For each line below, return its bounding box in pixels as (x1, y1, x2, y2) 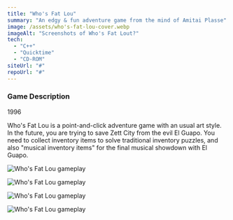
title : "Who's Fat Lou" (7, 10, 77, 17)
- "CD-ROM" (13, 56, 45, 63)
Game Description (7, 91, 70, 101)
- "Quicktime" (13, 50, 55, 57)
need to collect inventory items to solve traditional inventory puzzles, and (7, 135, 218, 144)
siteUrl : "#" (7, 62, 45, 69)
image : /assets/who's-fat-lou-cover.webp (7, 23, 130, 30)
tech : (7, 36, 23, 43)
